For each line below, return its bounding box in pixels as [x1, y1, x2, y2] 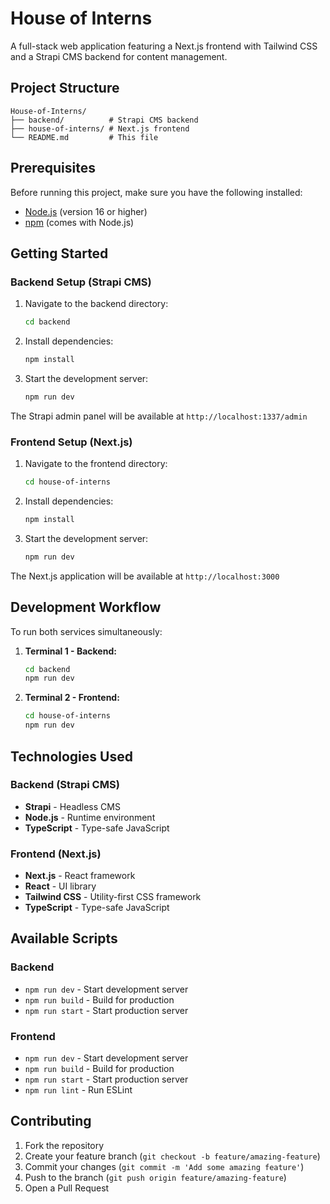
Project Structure [10, 80, 120, 97]
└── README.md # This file [10, 132, 159, 142]
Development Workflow [10, 599, 162, 616]
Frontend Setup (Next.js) [10, 435, 133, 449]
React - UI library [24, 880, 97, 892]
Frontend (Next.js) [10, 847, 102, 861]
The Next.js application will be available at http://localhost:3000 [10, 570, 280, 582]
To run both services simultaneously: [10, 625, 163, 637]
